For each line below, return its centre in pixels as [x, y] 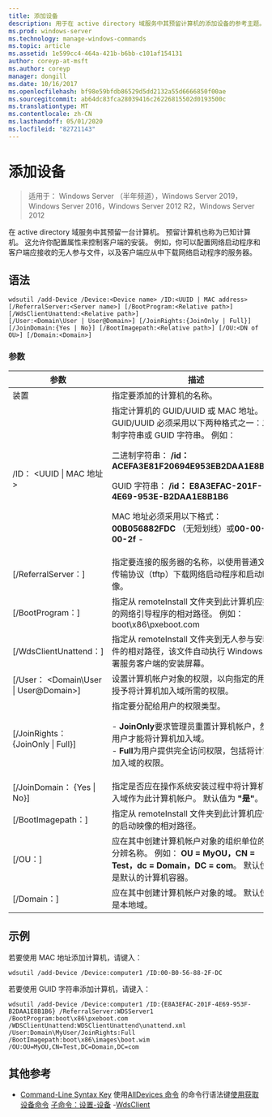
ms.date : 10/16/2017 [43, 84]
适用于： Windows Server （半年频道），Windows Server [122, 196]
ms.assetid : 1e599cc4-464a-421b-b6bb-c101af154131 [96, 54]
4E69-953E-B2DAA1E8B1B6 [170, 496]
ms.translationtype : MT [49, 106]
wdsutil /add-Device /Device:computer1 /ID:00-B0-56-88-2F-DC [115, 973]
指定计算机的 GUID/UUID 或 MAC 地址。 [187, 411]
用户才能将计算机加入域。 [161, 738]
